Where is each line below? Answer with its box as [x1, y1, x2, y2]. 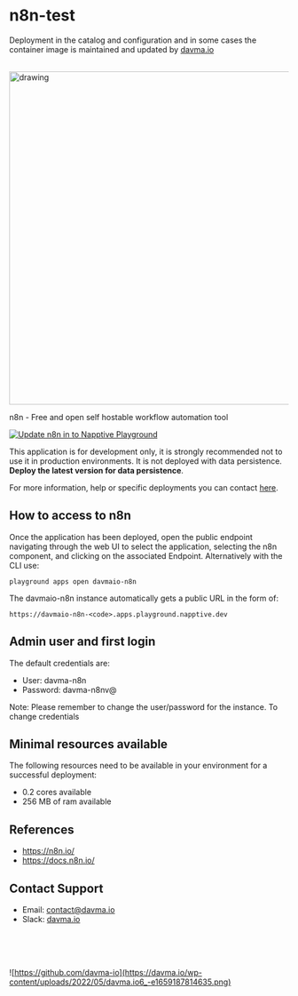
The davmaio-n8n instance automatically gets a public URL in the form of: [9, 593, 279, 603]
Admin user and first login [9, 634, 156, 649]
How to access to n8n [9, 508, 131, 523]
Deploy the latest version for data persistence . [9, 465, 184, 475]
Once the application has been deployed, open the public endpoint [9, 531, 253, 542]
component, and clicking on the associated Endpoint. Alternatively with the [9, 550, 283, 561]
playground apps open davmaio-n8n [9, 577, 137, 586]
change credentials [9, 711, 80, 721]
